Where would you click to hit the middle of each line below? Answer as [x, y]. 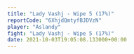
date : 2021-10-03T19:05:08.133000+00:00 [67, 40]
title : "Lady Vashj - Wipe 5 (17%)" [61, 14]
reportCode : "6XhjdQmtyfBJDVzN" [54, 20]
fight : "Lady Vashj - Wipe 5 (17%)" [61, 33]
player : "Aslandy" [34, 27]
